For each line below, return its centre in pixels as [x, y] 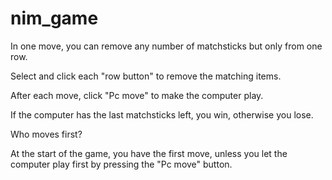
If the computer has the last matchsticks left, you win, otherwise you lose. [162, 114]
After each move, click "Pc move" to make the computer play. [137, 95]
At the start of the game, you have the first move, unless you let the [149, 153]
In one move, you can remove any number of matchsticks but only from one [166, 46]
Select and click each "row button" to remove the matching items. [146, 76]
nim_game [54, 18]
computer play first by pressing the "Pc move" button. [121, 164]
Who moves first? [46, 134]
